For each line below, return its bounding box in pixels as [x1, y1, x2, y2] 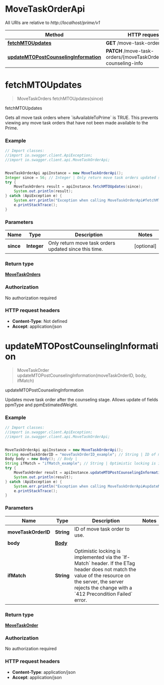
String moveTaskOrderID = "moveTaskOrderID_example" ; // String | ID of [5, 452, 156, 457]
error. [74, 596, 87, 603]
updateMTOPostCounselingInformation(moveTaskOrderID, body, [17, 372, 147, 378]
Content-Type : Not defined [12, 318, 67, 324]
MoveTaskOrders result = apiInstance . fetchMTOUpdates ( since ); [14, 184, 143, 189]
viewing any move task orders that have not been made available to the [5, 120, 148, 125]
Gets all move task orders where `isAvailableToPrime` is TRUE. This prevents [5, 114, 159, 121]
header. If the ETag [91, 560, 135, 566]
